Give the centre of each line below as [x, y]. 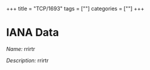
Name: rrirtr [21, 49]
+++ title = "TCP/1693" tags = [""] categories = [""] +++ [75, 9]
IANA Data [33, 33]
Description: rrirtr [27, 60]
